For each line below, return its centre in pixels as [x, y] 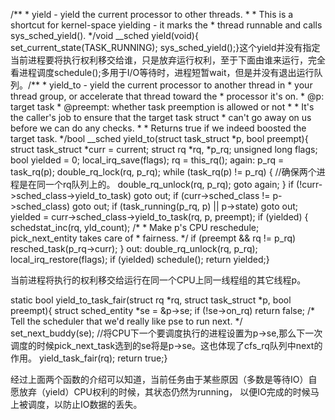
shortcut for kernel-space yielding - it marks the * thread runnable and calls [166, 25]
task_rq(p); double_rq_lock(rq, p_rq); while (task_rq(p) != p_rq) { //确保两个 [163, 172]
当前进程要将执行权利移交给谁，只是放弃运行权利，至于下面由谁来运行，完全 [168, 60]
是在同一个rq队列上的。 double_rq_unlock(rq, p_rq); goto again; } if [156, 184]
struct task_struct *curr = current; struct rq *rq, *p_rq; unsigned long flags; [164, 149]
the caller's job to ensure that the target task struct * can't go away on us [161, 117]
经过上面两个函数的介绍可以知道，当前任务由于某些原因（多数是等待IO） [159, 379]
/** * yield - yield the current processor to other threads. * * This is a [152, 14]
